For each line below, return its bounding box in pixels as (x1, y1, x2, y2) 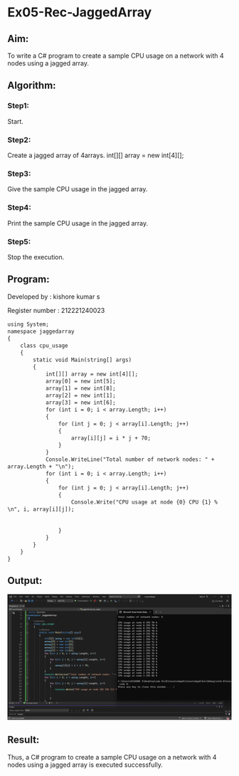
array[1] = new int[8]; (45, 385, 116, 392)
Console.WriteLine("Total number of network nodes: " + (45, 456, 215, 463)
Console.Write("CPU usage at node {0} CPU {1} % (70, 499, 218, 506)
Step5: (7, 236, 31, 246)
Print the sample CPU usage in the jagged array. (7, 218, 149, 228)
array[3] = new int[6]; (45, 399, 116, 406)
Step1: (7, 101, 30, 111)
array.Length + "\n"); (7, 463, 75, 470)
